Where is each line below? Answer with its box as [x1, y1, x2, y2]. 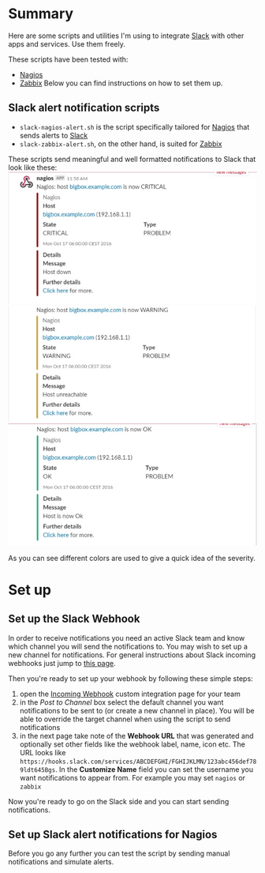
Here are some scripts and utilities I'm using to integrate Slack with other [8, 31, 244, 40]
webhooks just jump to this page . [8, 658, 116, 668]
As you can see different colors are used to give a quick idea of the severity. [8, 553, 256, 563]
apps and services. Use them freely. [8, 39, 126, 48]
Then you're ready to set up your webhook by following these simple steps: [8, 673, 254, 683]
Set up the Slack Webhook [8, 612, 140, 626]
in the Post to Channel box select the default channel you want [19, 697, 224, 707]
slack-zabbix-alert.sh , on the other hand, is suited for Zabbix [19, 139, 222, 149]
